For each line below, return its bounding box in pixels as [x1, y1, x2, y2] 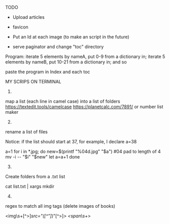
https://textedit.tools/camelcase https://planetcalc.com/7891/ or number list [5, 104, 163, 110]
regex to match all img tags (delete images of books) [5, 203, 116, 209]
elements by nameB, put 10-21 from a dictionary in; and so [5, 59, 127, 65]
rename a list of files [5, 129, 48, 135]
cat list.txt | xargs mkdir [5, 183, 55, 189]
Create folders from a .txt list [5, 174, 65, 179]
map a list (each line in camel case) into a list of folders [5, 99, 120, 104]
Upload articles [12, 14, 45, 20]
